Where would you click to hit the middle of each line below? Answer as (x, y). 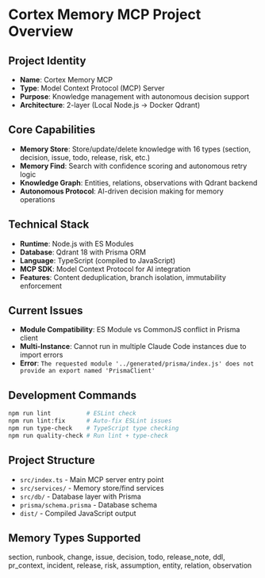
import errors (41, 355)
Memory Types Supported (75, 538)
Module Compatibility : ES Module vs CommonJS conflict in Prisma (130, 330)
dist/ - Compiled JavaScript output (78, 513)
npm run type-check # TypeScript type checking (94, 428)
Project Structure (52, 460)
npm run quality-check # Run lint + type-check (88, 435)
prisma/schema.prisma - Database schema (88, 504)
